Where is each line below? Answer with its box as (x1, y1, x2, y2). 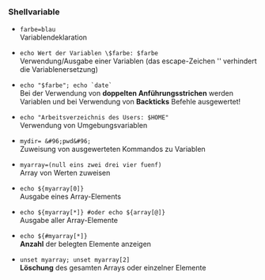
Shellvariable (8, 6, 60, 17)
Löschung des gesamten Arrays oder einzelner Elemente (19, 263, 206, 273)
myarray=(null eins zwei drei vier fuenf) (19, 161, 162, 169)
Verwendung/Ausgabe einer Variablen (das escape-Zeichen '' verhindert (19, 56, 257, 66)
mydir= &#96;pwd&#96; (19, 138, 91, 146)
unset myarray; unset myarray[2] (19, 256, 131, 264)
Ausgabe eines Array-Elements (19, 192, 121, 202)
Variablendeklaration (19, 32, 88, 42)
